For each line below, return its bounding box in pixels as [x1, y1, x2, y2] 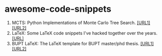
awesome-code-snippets [4, 3, 112, 15]
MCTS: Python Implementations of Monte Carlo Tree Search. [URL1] [11, 20, 151, 26]
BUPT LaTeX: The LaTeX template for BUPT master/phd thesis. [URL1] [11, 40, 154, 46]
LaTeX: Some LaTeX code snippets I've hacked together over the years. [11, 30, 158, 36]
